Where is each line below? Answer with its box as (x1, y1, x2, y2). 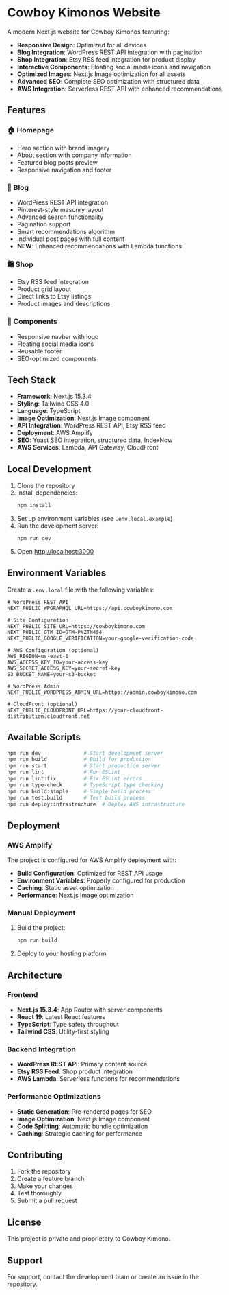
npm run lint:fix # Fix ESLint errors (7, 775, 142, 782)
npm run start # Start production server (7, 762, 161, 769)
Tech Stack (7, 374, 56, 386)
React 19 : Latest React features (16, 1012, 106, 1020)
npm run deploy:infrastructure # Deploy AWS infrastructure (7, 801, 185, 808)
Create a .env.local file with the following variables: (7, 585, 154, 594)
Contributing (7, 1149, 63, 1160)
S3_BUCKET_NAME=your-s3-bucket (7, 670, 96, 677)
